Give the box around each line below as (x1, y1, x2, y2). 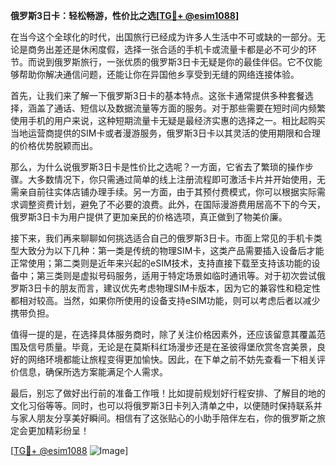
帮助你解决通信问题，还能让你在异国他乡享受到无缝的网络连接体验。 (18, 69, 300, 80)
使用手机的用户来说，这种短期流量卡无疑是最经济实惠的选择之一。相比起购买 (10, 115, 326, 126)
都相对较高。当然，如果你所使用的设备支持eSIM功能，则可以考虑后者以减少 (10, 295, 321, 306)
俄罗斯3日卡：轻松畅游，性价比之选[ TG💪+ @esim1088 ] (10, 10, 240, 21)
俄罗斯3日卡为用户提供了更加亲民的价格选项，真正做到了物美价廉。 (10, 211, 288, 223)
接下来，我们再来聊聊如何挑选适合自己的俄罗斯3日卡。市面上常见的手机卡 (10, 232, 314, 244)
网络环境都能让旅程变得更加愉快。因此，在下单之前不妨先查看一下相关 (27, 354, 317, 365)
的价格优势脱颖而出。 (10, 140, 98, 151)
